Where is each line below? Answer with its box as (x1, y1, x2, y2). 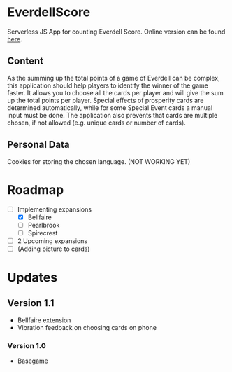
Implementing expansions (17, 205, 92, 214)
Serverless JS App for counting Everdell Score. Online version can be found (7, 27, 226, 36)
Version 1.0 (7, 340, 47, 350)
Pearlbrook (27, 221, 60, 229)
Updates (7, 270, 58, 286)
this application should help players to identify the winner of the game (7, 81, 208, 90)
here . (7, 34, 22, 43)
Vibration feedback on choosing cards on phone (17, 323, 157, 331)
